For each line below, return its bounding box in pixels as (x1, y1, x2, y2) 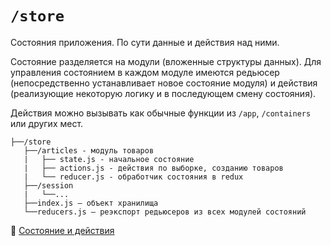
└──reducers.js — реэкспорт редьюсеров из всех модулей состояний (23, 207, 307, 217)
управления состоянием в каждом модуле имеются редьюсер (10, 66, 280, 78)
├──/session (23, 180, 74, 191)
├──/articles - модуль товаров (23, 145, 155, 156)
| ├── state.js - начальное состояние (23, 154, 195, 164)
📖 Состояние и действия (10, 224, 115, 236)
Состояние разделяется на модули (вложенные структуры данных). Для (10, 55, 322, 67)
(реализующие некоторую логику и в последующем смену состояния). (10, 87, 317, 99)
